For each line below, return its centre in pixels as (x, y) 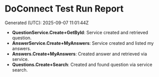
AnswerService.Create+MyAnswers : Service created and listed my (83, 43)
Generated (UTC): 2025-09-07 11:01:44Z (47, 23)
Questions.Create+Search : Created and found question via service (82, 64)
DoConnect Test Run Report (64, 9)
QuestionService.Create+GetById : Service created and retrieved (80, 32)
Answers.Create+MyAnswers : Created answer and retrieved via (79, 54)
